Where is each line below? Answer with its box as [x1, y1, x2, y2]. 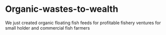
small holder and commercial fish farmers [5, 25, 90, 31]
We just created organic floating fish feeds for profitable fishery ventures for [5, 20, 161, 26]
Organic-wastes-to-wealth [5, 3, 118, 15]
